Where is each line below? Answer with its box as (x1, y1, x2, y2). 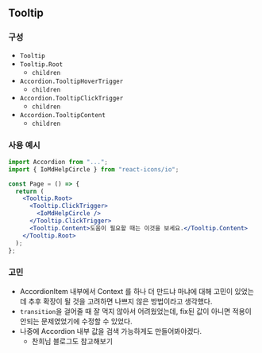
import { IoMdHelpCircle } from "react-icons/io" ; (8, 165, 179, 174)
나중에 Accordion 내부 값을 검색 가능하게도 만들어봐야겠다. (19, 326, 202, 335)
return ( (15, 187, 44, 195)
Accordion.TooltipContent (19, 111, 106, 119)
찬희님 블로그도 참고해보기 (31, 336, 114, 346)
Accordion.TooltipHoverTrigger (19, 77, 124, 85)
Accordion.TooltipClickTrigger (19, 94, 124, 102)
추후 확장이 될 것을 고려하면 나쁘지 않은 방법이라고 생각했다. (28, 296, 213, 306)
